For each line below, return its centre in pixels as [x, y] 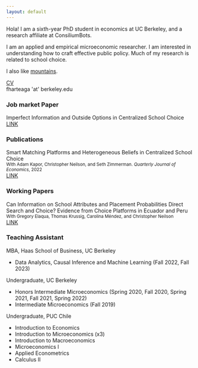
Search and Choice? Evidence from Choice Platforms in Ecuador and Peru [97, 211]
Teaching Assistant [35, 238]
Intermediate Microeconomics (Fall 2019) [65, 304]
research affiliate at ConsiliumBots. [49, 35]
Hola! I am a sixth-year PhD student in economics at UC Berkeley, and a [94, 29]
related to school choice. [37, 59]
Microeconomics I [37, 346]
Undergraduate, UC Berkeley [42, 280]
